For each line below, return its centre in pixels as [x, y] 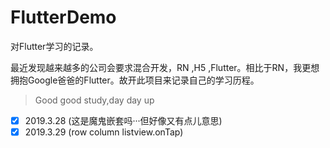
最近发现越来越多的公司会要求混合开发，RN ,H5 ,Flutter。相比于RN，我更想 [165, 67]
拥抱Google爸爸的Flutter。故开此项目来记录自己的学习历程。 [135, 80]
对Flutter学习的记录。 [54, 46]
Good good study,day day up [94, 100]
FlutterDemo [63, 17]
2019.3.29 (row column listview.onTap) [104, 132]
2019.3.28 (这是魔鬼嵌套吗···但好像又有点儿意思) [123, 120]
